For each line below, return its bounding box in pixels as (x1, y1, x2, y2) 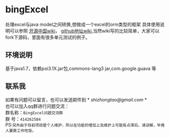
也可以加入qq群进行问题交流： (5, 103, 70, 109)
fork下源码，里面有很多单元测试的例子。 (5, 34, 91, 40)
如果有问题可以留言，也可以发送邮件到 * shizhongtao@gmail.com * (5, 96, 147, 102)
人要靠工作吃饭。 (5, 128, 36, 133)
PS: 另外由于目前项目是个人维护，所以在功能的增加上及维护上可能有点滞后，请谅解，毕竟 (5, 122, 165, 128)
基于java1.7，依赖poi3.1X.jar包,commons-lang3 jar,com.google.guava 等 (5, 65, 157, 72)
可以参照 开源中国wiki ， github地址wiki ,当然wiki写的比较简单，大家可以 (9, 27, 160, 34)
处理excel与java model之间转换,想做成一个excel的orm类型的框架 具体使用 (5, 21, 160, 27)
